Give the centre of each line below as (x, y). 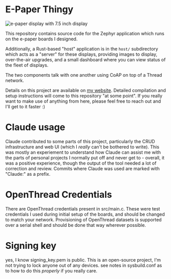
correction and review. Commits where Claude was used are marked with (82, 168)
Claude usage (35, 127)
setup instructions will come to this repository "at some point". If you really (84, 96)
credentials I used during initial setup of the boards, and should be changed (85, 214)
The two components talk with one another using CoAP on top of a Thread (84, 75)
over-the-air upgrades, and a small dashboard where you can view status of (85, 59)
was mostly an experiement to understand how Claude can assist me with (83, 152)
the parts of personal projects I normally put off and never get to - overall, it (85, 157)
